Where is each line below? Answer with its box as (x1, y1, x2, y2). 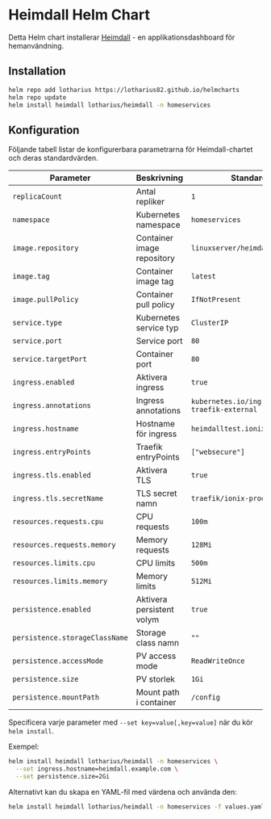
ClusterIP (190, 318, 229, 328)
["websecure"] (190, 447, 245, 457)
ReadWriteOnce (190, 657, 245, 666)
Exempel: (8, 741, 40, 752)
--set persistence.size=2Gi (15, 772, 110, 780)
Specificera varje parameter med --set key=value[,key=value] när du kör (8, 717, 253, 728)
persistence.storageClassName (12, 633, 129, 643)
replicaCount (12, 192, 63, 201)
